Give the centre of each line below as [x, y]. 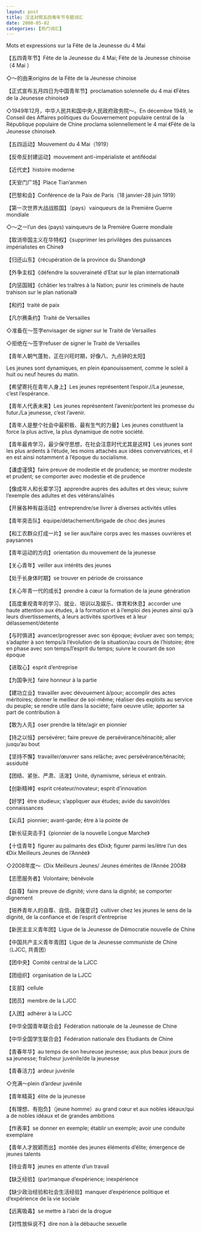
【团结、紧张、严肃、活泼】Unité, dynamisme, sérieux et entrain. [86, 776]
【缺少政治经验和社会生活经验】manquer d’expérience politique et [88, 1192]
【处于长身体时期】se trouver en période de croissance [75, 578]
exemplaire [20, 1135]
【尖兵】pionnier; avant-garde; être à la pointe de [67, 820]
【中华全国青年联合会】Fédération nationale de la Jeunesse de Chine [92, 1026]
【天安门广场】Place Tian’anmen [46, 182]
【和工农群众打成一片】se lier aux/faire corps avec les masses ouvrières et [99, 533]
